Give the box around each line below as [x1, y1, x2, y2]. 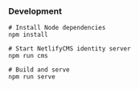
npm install [8, 30, 48, 39]
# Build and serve [8, 66, 70, 74]
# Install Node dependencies [8, 24, 106, 32]
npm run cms [8, 52, 48, 60]
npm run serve [8, 73, 56, 81]
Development [8, 6, 63, 17]
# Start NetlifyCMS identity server [8, 45, 131, 53]
